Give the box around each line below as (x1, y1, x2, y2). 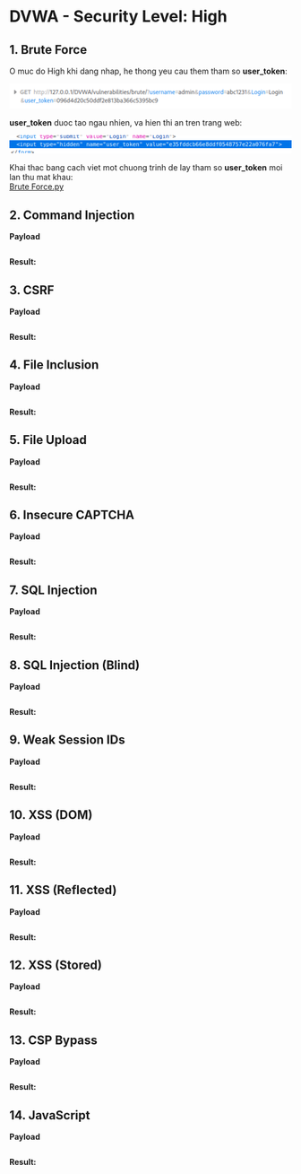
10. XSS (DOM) (9, 807, 93, 822)
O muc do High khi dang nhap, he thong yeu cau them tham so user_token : (9, 65, 288, 76)
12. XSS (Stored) (9, 957, 103, 972)
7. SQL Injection (9, 582, 98, 597)
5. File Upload (9, 432, 87, 448)
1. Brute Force (9, 42, 88, 57)
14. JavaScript (9, 1108, 90, 1123)
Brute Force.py (9, 181, 64, 192)
